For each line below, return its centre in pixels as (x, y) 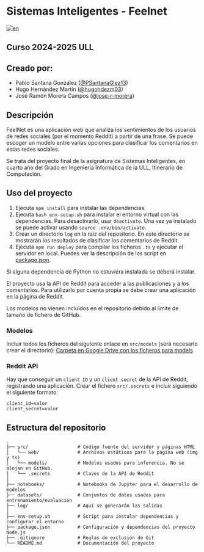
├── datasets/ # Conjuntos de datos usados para (86, 495)
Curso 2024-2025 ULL (50, 47)
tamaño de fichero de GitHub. (44, 314)
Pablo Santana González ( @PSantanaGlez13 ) (71, 83)
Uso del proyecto (39, 193)
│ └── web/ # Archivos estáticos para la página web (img (102, 452)
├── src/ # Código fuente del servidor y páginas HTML (101, 447)
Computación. (24, 174)
